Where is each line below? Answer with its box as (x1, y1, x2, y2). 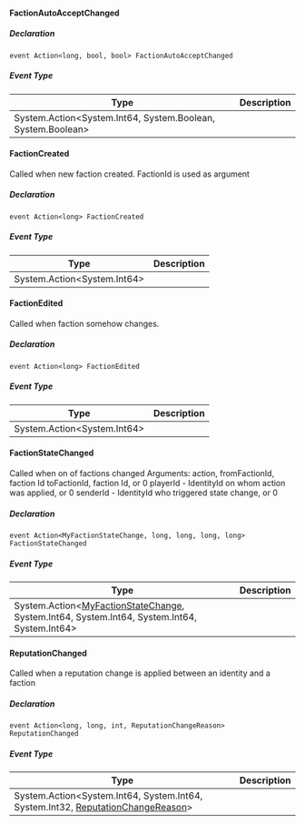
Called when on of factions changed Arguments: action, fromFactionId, (9, 468, 275, 479)
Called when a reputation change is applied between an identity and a (9, 667, 271, 678)
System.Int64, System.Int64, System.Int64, (14, 610, 197, 623)
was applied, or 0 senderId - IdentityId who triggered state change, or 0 (9, 487, 279, 498)
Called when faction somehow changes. (9, 318, 160, 329)
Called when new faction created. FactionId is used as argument (9, 168, 250, 179)
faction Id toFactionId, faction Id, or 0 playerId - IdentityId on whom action (9, 478, 286, 489)
